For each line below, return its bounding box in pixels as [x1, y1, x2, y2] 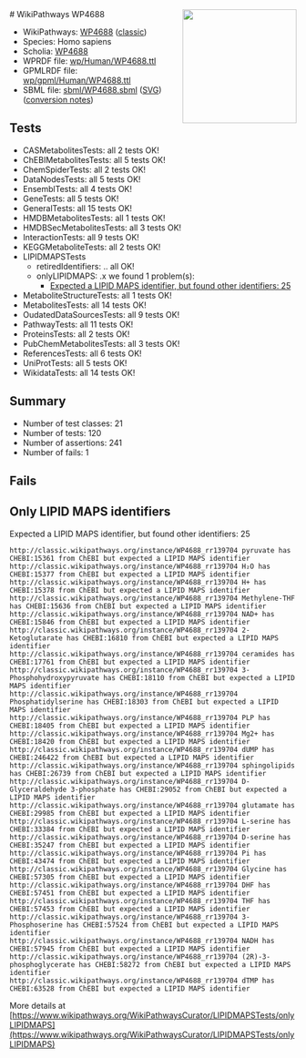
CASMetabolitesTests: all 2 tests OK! [22, 145, 159, 156]
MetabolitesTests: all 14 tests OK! [22, 300, 148, 310]
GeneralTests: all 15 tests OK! [22, 202, 133, 213]
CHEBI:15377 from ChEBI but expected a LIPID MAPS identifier [9, 569, 250, 579]
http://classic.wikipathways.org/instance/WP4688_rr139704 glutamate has [9, 800, 296, 809]
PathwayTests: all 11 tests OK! [22, 319, 134, 330]
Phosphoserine [9, 920, 64, 930]
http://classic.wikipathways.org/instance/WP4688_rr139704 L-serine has [9, 817, 291, 826]
